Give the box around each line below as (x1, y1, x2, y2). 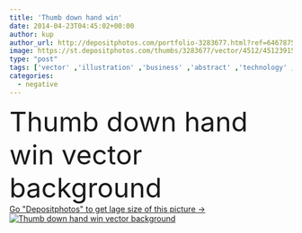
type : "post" (9, 55, 58, 64)
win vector (9, 137, 143, 171)
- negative (17, 80, 58, 89)
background (9, 170, 163, 204)
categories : (9, 72, 54, 81)
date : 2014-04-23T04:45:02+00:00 (9, 22, 135, 30)
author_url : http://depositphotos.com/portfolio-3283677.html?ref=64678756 (9, 38, 299, 47)
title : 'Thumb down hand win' (9, 13, 123, 22)
